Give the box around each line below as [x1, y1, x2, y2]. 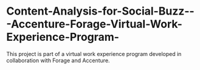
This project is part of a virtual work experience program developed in [6, 50, 182, 57]
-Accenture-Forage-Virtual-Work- [6, 17, 182, 31]
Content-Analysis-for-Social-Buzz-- [6, 4, 195, 18]
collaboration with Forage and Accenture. [6, 57, 111, 64]
